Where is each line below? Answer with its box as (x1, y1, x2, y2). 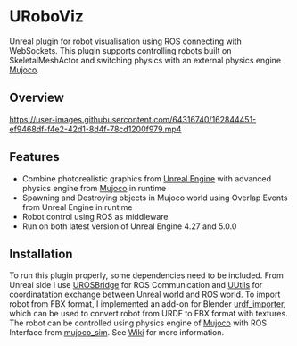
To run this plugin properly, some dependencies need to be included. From (9, 270, 284, 281)
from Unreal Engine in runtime (21, 201, 133, 212)
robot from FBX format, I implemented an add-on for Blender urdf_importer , (9, 299, 286, 309)
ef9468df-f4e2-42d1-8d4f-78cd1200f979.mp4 (9, 123, 182, 134)
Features (9, 149, 60, 165)
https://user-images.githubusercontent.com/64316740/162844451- (9, 114, 257, 124)
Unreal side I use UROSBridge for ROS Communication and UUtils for (9, 280, 263, 291)
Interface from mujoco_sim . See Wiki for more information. (9, 327, 225, 338)
